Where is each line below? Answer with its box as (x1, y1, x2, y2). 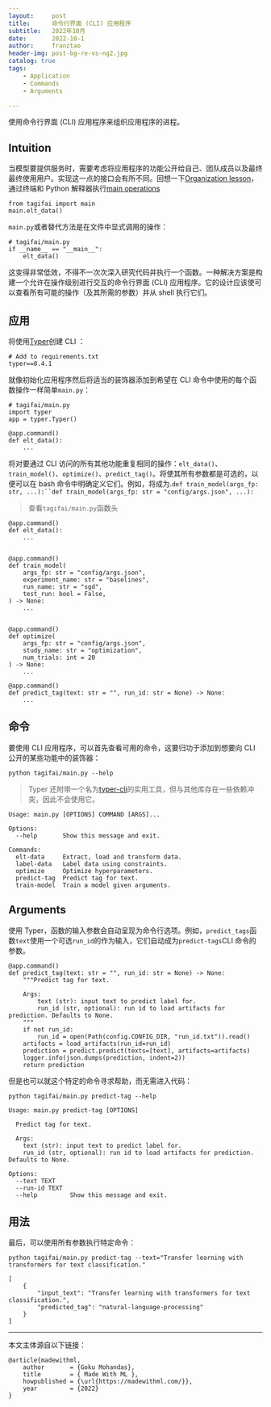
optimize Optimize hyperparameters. (15, 867, 153, 875)
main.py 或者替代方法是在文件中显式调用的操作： (8, 222, 169, 232)
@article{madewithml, (8, 1356, 81, 1365)
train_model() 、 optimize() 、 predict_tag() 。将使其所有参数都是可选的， (8, 469, 252, 478)
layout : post (8, 11, 67, 20)
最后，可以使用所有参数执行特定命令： (8, 1237, 135, 1248)
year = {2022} (23, 1384, 99, 1393)
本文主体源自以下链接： (8, 1340, 86, 1350)
